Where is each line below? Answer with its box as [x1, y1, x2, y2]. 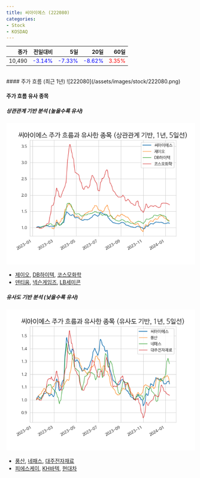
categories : [6, 16, 36, 22]
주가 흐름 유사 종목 [6, 93, 49, 100]
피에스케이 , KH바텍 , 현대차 [14, 465, 77, 472]
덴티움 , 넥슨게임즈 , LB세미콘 [14, 279, 81, 286]
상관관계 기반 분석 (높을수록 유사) [6, 107, 83, 114]
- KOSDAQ [6, 29, 28, 35]
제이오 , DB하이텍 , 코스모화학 [14, 271, 82, 278]
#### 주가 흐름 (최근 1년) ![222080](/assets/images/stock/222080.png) [6, 78, 181, 85]
